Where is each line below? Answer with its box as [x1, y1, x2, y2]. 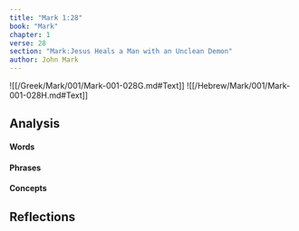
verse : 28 [9, 38, 47, 48]
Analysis [9, 116, 61, 131]
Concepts [9, 183, 47, 194]
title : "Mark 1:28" [9, 13, 83, 23]
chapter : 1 [9, 30, 51, 39]
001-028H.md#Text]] [9, 90, 89, 101]
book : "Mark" [9, 22, 59, 31]
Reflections [9, 209, 76, 225]
